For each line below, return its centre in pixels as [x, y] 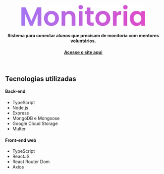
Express [21, 113]
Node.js [20, 108]
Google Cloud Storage [35, 123]
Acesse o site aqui [83, 52]
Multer [19, 128]
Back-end [15, 91]
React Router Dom [31, 162]
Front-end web [21, 140]
